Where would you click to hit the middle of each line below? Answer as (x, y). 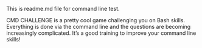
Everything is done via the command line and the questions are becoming (99, 27)
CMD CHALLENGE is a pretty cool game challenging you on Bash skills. (96, 20)
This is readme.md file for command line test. (63, 9)
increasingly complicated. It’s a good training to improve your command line (101, 33)
